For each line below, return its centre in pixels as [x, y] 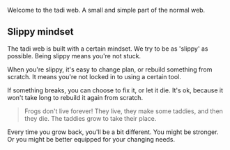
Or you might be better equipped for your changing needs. [91, 139]
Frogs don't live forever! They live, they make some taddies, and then [123, 111]
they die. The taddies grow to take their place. [90, 118]
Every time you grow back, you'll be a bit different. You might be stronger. [113, 132]
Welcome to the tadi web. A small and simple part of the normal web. [106, 10]
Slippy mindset [40, 32]
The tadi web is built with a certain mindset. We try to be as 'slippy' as [108, 49]
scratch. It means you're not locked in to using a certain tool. [94, 76]
